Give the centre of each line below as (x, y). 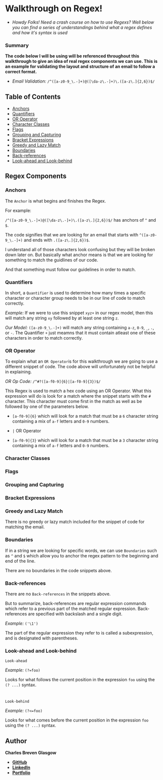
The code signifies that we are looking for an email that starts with (72, 234)
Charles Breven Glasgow (31, 753)
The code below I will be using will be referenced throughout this (72, 56)
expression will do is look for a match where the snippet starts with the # (78, 396)
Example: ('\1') (22, 623)
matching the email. (25, 527)
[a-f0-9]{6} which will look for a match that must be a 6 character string (85, 416)
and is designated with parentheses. (42, 638)
